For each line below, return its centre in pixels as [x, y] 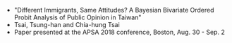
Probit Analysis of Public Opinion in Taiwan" [78, 17]
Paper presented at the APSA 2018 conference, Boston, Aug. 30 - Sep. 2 [120, 32]
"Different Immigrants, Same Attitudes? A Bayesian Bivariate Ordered [114, 10]
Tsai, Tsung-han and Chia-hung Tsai [67, 25]
